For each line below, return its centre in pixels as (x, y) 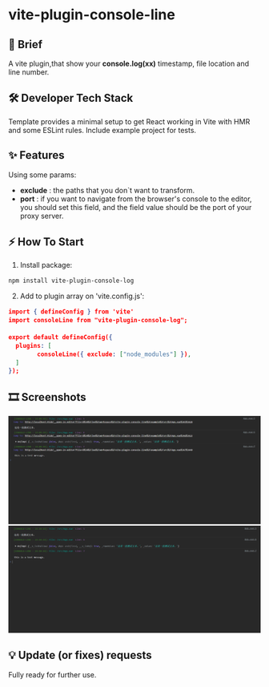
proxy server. (42, 216)
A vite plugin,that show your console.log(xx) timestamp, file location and (129, 63)
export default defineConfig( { (60, 337)
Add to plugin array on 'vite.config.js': (82, 296)
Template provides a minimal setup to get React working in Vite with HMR (129, 121)
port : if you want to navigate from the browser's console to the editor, (136, 199)
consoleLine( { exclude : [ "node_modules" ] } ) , (114, 354)
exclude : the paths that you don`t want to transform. (107, 190)
